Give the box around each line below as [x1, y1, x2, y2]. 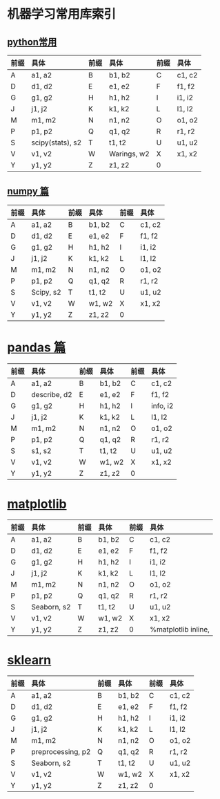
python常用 [7, 36, 57, 48]
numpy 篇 [7, 185, 50, 197]
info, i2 [151, 401, 174, 410]
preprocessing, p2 [31, 746, 91, 756]
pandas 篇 [7, 340, 66, 355]
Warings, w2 [109, 149, 150, 158]
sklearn [7, 652, 52, 668]
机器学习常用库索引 [7, 6, 117, 22]
